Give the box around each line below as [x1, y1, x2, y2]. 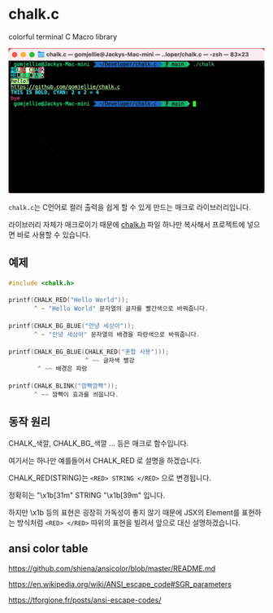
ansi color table [8, 542, 89, 556]
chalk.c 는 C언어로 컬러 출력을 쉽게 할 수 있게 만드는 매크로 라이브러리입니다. [8, 202, 252, 212]
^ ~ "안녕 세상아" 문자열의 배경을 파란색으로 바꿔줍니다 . [33, 331, 201, 339]
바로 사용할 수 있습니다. [16, 230, 91, 239]
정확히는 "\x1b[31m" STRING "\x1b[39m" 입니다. [8, 490, 166, 500]
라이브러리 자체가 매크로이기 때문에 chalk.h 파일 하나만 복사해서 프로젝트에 [8, 219, 245, 229]
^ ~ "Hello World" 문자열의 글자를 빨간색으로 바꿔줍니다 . [33, 304, 209, 313]
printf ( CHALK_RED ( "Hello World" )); [8, 296, 129, 304]
